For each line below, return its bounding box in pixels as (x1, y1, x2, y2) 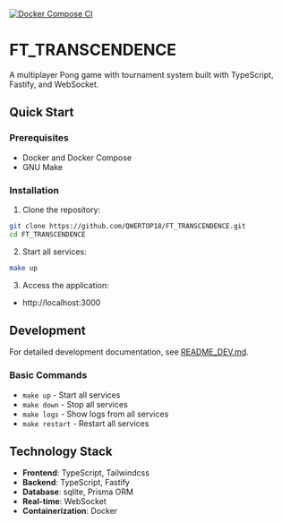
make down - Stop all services (21, 399, 128, 409)
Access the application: (21, 279, 109, 290)
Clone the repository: (21, 204, 101, 215)
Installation (9, 184, 60, 196)
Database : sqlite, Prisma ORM (21, 486, 134, 497)
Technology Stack (9, 444, 113, 459)
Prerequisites (9, 132, 69, 144)
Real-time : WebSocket (21, 496, 107, 507)
